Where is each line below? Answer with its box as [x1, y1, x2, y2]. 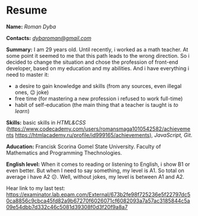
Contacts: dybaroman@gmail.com [6, 34, 92, 41]
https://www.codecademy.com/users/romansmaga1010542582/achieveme [8, 125, 191, 132]
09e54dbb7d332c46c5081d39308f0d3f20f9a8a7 [6, 203, 128, 210]
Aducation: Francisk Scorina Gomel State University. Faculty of [6, 143, 161, 150]
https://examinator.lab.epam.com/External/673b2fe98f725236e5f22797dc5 [6, 191, 191, 198]
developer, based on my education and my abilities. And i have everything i [6, 64, 190, 71]
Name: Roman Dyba [6, 23, 56, 30]
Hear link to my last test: [6, 184, 65, 192]
